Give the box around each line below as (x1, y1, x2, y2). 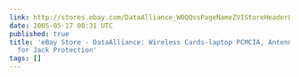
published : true (9, 29, 69, 38)
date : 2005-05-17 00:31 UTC (9, 21, 114, 30)
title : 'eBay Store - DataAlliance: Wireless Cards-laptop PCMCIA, (9, 37, 265, 47)
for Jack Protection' (17, 46, 98, 55)
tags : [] (9, 54, 42, 63)
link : (9, 12, 29, 22)
